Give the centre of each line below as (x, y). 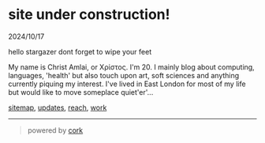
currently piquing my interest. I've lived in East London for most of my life (127, 84)
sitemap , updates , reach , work (58, 107)
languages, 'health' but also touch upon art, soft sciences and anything (124, 75)
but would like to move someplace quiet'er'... (81, 92)
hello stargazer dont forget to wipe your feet (80, 51)
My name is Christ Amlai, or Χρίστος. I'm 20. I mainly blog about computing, (131, 67)
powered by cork (55, 130)
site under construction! (90, 15)
